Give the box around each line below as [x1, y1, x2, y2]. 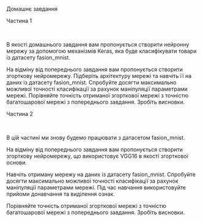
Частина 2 [6, 110, 34, 117]
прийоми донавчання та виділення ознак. [6, 190, 115, 197]
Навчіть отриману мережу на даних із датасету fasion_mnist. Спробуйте [6, 171, 196, 178]
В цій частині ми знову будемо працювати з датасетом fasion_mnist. [6, 134, 185, 141]
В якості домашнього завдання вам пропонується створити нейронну [6, 41, 190, 48]
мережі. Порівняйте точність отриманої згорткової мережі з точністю [6, 92, 189, 99]
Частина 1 [6, 17, 32, 24]
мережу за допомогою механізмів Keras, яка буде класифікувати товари [6, 47, 197, 55]
